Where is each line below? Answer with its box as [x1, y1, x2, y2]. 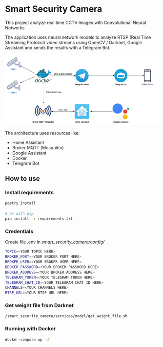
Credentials [5, 228, 33, 234]
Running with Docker [5, 325, 56, 332]
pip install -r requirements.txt [5, 216, 73, 221]
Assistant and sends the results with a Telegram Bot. [5, 45, 111, 50]
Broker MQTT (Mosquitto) [12, 144, 64, 150]
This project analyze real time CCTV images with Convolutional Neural [5, 20, 146, 25]
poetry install [5, 201, 36, 206]
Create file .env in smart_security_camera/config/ [5, 239, 105, 245]
